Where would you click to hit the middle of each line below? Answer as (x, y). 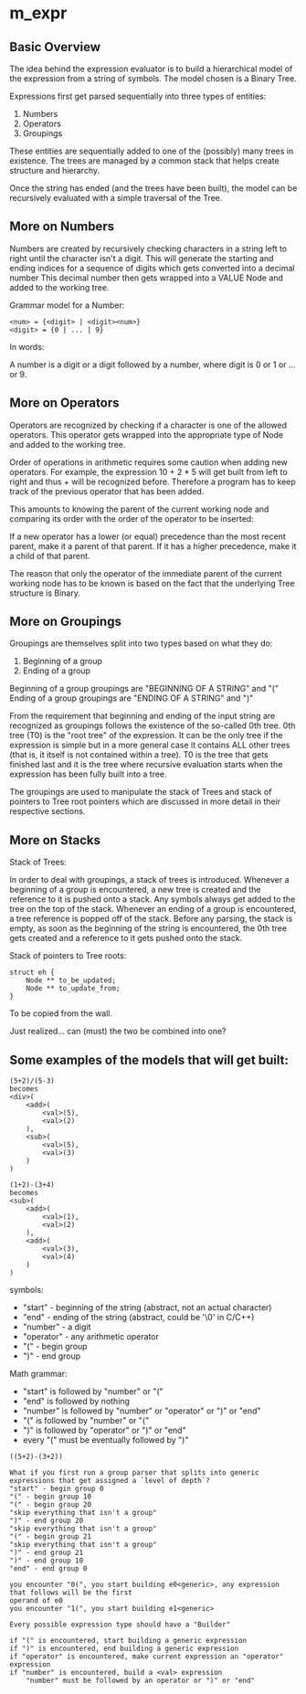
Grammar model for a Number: (67, 305)
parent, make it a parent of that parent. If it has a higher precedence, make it (153, 545)
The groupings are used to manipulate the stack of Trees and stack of (141, 792)
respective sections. (47, 811)
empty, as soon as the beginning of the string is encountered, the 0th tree (148, 928)
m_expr (38, 13)
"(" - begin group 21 (51, 1537)
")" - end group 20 (47, 1521)
